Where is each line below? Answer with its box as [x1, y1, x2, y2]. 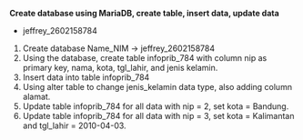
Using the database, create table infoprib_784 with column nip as [22, 53, 268, 63]
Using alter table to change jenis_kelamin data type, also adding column [22, 82, 293, 92]
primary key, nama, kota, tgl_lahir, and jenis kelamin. [22, 63, 218, 73]
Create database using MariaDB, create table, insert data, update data [9, 8, 279, 18]
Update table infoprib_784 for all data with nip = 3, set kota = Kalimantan [22, 111, 295, 121]
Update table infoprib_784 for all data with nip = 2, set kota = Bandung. [22, 101, 289, 112]
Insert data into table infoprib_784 [22, 72, 150, 83]
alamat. [22, 91, 51, 102]
